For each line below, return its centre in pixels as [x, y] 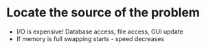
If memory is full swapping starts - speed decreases [90, 38]
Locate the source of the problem [103, 13]
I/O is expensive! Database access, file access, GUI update [100, 32]
